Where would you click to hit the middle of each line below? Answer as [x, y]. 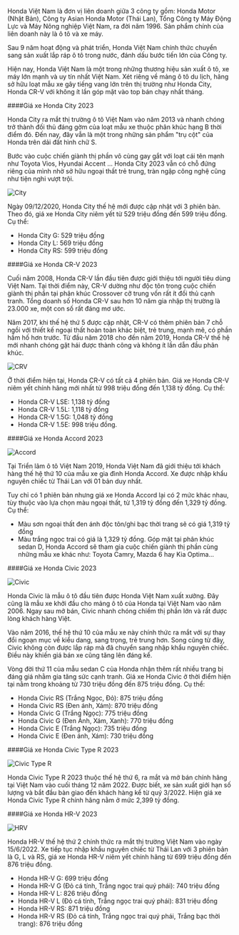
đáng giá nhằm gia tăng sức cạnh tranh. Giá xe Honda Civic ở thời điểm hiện [119, 677]
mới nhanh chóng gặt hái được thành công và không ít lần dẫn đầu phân [113, 345]
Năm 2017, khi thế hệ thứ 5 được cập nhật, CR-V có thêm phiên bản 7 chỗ [115, 322]
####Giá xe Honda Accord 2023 [55, 438]
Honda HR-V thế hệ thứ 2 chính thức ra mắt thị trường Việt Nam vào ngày [115, 841]
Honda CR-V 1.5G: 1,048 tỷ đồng [65, 417]
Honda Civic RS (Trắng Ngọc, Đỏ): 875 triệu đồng [90, 698]
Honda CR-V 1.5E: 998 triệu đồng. [67, 424]
